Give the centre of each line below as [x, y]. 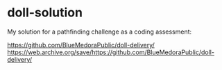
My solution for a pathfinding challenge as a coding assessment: [100, 32]
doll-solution [45, 13]
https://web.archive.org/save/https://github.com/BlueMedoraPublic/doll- [111, 52]
